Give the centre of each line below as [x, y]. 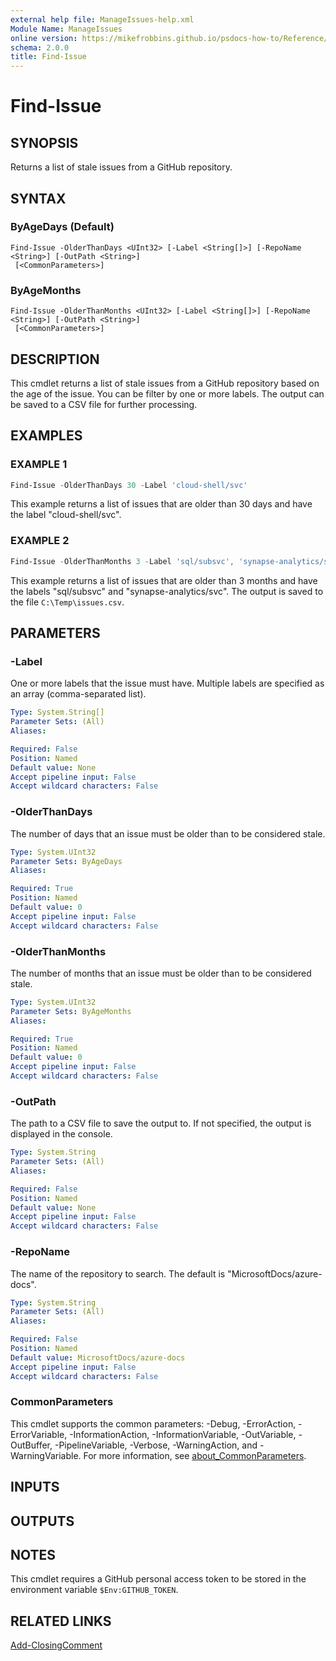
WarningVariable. [46, 1455]
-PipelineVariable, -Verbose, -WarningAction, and [156, 1445]
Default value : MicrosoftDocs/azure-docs [98, 1357]
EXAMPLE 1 [39, 464]
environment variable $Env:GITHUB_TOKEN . [94, 1590]
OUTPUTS [42, 1521]
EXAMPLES [46, 436]
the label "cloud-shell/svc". [66, 515]
